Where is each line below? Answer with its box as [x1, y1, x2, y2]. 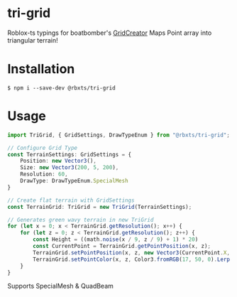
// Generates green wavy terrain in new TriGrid [7, 216, 154, 223]
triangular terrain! [7, 36, 58, 44]
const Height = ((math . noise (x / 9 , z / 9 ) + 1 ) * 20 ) [33, 236, 199, 243]
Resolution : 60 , [20, 171, 69, 178]
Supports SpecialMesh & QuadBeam [7, 282, 114, 291]
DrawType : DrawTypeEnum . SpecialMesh [20, 178, 129, 185]
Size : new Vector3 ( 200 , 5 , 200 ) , [20, 164, 119, 171]
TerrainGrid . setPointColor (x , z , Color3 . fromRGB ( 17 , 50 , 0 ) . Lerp [33, 256, 231, 263]
